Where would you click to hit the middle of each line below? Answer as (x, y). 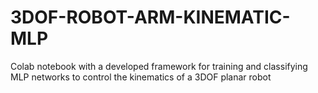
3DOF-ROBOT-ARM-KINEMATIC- (150, 17)
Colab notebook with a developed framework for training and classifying (159, 66)
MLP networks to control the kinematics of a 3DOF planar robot (141, 77)
